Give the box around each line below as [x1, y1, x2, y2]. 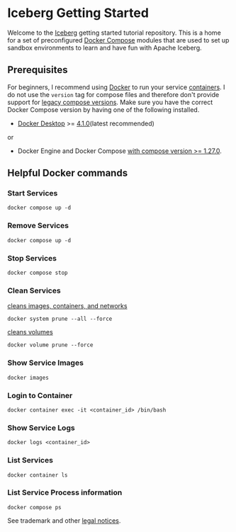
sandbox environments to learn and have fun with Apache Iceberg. [7, 43, 202, 52]
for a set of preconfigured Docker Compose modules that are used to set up [7, 35, 230, 44]
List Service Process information [7, 487, 123, 497]
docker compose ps [7, 504, 62, 511]
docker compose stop [7, 269, 69, 277]
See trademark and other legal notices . [7, 516, 121, 525]
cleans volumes [7, 328, 53, 336]
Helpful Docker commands [7, 167, 128, 179]
